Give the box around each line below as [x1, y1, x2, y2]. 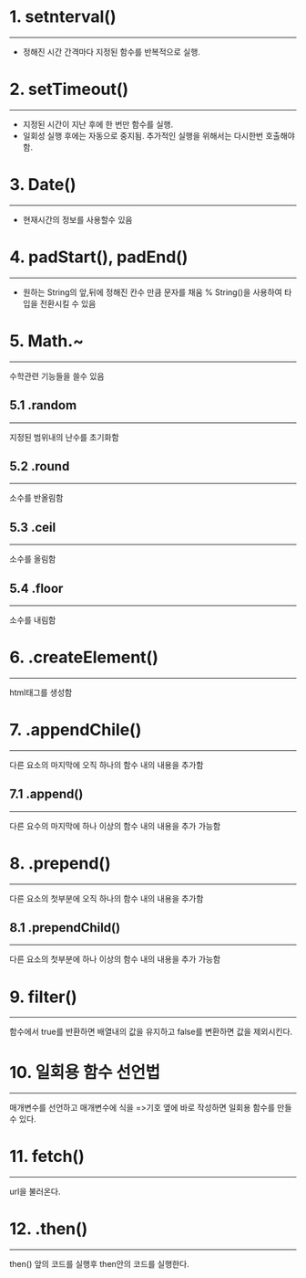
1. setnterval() [9, 6, 117, 27]
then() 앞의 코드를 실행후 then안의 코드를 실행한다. [9, 1259, 189, 1270]
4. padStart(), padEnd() [9, 247, 189, 267]
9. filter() [9, 987, 77, 1007]
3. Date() [9, 174, 76, 195]
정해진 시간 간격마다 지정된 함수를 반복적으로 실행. [22, 46, 200, 57]
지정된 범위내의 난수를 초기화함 [9, 431, 120, 442]
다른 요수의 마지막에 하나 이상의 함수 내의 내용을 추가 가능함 [9, 820, 221, 831]
